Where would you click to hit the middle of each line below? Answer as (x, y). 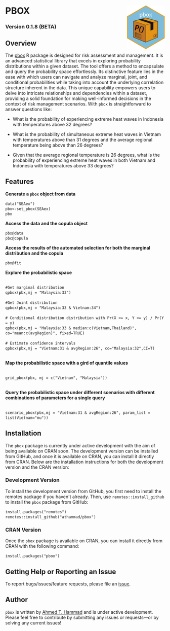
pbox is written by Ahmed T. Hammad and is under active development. (79, 612)
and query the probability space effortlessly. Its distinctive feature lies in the (84, 72)
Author (16, 600)
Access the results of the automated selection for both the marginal (78, 248)
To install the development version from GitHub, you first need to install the (83, 491)
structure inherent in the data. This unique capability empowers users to (80, 87)
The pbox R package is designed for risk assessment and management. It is (84, 55)
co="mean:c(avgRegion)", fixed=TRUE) (45, 333)
